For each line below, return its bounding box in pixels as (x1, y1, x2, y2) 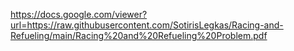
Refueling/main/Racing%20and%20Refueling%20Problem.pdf (10, 30, 268, 41)
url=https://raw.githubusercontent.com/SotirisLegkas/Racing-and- (10, 19, 284, 31)
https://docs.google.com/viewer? (10, 9, 148, 20)
